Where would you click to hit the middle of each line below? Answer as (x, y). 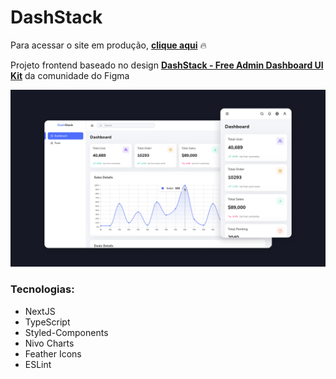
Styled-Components (66, 332)
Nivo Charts (49, 343)
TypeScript (47, 322)
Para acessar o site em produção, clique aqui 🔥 (108, 45)
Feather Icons (53, 353)
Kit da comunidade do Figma (70, 75)
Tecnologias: (42, 289)
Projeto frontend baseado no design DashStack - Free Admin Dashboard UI (167, 65)
